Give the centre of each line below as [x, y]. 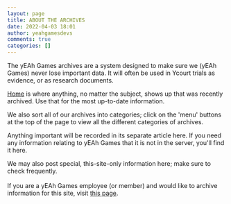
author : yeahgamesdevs [40, 33]
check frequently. [32, 171]
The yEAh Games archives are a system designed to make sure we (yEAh [112, 66]
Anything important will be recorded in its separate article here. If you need [114, 135]
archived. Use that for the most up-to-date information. [86, 101]
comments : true [29, 40]
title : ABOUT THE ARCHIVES [46, 20]
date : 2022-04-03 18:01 [42, 26]
